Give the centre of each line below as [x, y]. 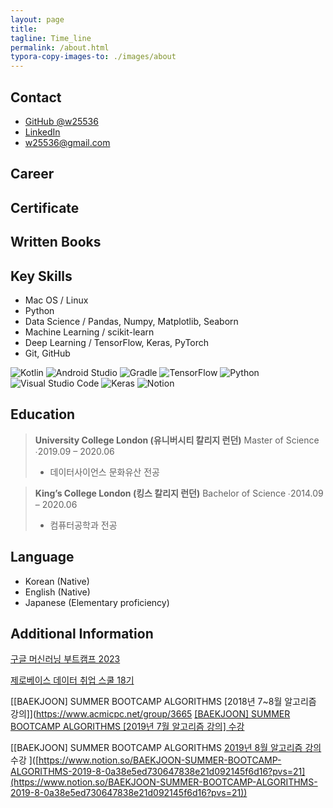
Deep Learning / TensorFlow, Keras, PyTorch [117, 342]
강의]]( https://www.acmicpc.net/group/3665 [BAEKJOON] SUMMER [150, 714]
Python [39, 310]
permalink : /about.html [60, 47]
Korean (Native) [57, 581]
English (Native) [57, 592]
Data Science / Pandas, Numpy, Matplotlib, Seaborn [131, 321]
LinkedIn [42, 132]
